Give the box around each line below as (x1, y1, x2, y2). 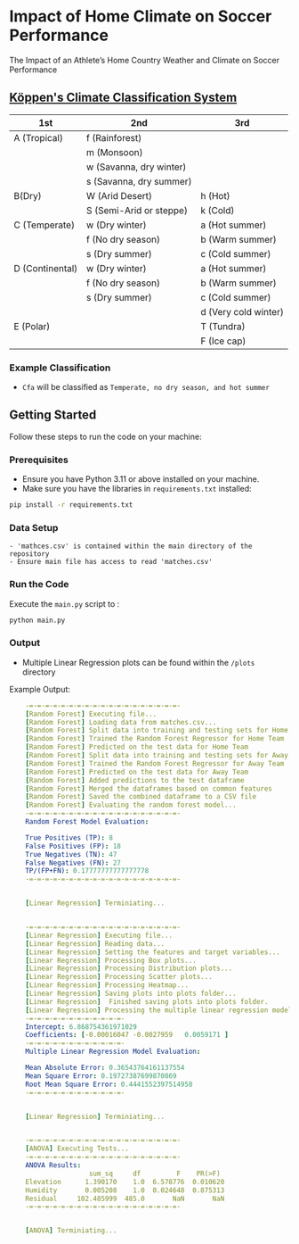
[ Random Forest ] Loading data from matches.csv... (25, 717, 217, 726)
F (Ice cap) (199, 335, 246, 347)
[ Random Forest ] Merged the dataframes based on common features (25, 784, 273, 793)
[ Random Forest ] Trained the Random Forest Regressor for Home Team (25, 734, 285, 743)
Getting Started (9, 408, 97, 423)
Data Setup (9, 521, 59, 534)
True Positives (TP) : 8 (25, 833, 114, 842)
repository (9, 550, 50, 559)
